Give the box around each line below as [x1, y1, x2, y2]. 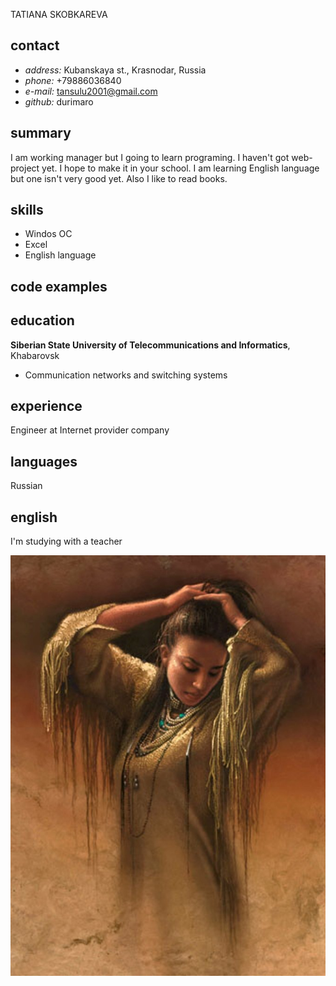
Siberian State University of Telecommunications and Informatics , [10, 339, 291, 351]
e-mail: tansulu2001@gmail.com [24, 85, 158, 97]
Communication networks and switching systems [24, 369, 228, 381]
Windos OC [24, 228, 73, 240]
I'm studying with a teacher [10, 535, 123, 548]
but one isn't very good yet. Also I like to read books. [10, 172, 228, 184]
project [10, 162, 40, 174]
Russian [10, 480, 43, 492]
